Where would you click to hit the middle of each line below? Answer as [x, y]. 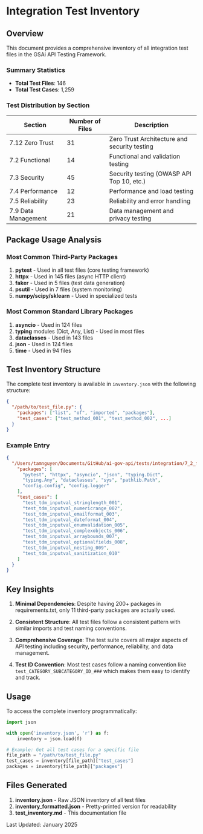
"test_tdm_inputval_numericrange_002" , [72, 508]
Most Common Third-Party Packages [62, 257]
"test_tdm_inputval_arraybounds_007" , [71, 537]
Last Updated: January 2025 [42, 824]
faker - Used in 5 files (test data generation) [70, 283]
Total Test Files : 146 [40, 84]
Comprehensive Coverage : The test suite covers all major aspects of [101, 640]
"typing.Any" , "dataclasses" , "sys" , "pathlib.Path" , [92, 480]
